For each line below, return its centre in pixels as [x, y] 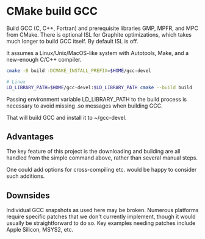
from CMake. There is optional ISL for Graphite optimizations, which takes [99, 34]
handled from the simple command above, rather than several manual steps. [102, 158]
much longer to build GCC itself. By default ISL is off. [72, 41]
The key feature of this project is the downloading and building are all [93, 152]
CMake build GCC [52, 11]
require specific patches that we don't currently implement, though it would [101, 217]
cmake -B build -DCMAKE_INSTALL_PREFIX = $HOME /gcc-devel [79, 71]
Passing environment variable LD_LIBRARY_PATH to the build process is [97, 99]
